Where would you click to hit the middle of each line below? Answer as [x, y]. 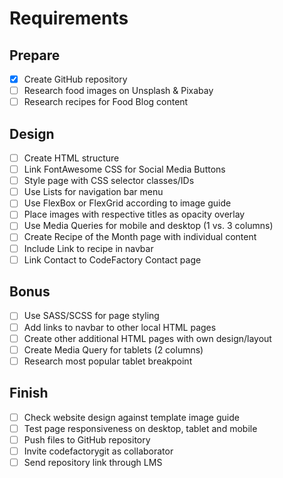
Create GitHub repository [75, 79]
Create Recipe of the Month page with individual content [140, 237]
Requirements [69, 18]
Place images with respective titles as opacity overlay [134, 214]
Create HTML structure [71, 158]
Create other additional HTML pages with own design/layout [147, 338]
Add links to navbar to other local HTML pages [120, 327]
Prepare [35, 55]
